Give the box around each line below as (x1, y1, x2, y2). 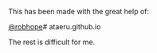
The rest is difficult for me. (8, 37, 96, 47)
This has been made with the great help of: (8, 7, 150, 16)
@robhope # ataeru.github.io (8, 22, 101, 31)
